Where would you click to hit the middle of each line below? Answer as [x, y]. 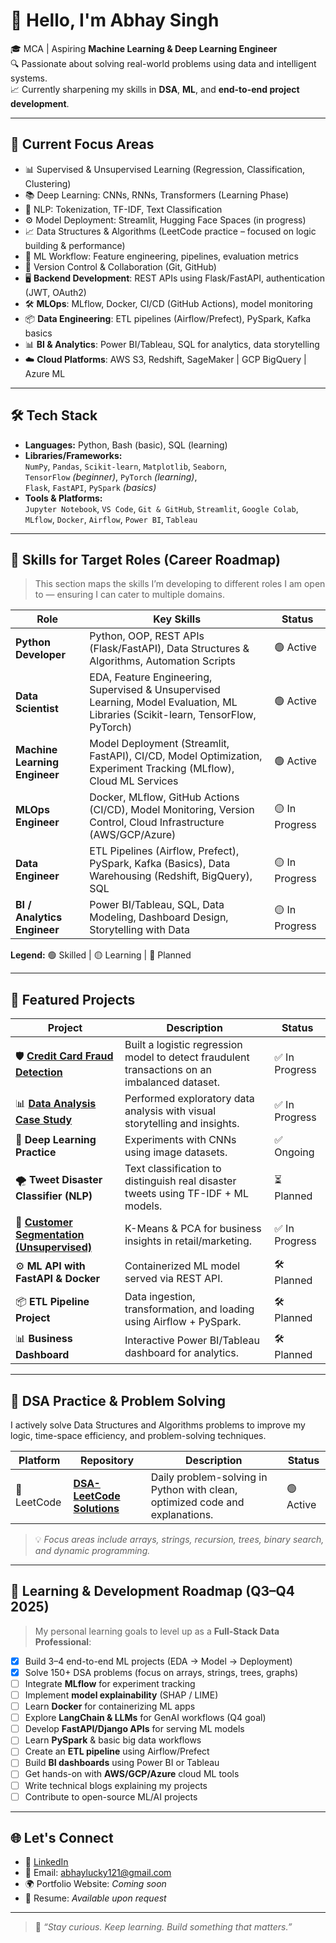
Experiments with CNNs [180, 1140]
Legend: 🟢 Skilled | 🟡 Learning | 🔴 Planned [101, 955]
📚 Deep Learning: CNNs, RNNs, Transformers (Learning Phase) [157, 195]
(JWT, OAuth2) [55, 292]
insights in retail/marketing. [188, 1241]
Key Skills [177, 619]
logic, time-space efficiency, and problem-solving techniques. [138, 1435]
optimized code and [197, 1502]
